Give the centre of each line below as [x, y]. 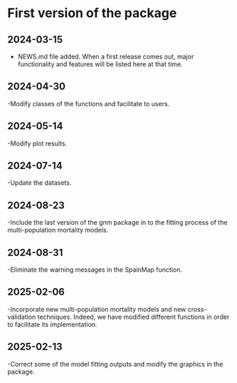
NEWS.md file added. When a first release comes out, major [106, 56]
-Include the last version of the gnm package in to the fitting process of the [117, 223]
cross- [197, 309]
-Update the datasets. [39, 183]
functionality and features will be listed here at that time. [100, 64]
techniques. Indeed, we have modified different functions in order [133, 317]
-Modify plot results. [37, 143]
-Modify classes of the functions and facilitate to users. [89, 103]
